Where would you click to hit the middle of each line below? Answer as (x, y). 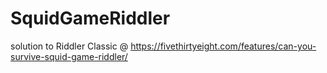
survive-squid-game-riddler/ (69, 56)
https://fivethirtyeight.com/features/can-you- (223, 46)
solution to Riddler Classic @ (69, 46)
